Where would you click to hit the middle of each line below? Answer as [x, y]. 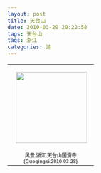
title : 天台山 [27, 21]
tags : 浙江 [22, 41]
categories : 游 [29, 47]
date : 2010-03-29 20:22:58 [47, 27]
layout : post [27, 14]
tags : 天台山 [25, 34]
